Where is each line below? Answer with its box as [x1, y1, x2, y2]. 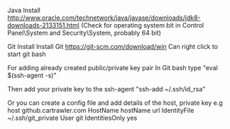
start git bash [7, 50, 46, 58]
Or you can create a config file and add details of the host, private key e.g [7, 99, 224, 107]
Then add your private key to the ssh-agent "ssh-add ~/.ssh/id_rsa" [7, 85, 206, 93]
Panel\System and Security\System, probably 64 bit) [7, 28, 162, 37]
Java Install [7, 6, 40, 14]
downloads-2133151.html [7, 21, 80, 29]
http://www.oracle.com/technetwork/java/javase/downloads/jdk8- [7, 13, 201, 22]
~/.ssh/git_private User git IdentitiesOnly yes [7, 113, 138, 122]
